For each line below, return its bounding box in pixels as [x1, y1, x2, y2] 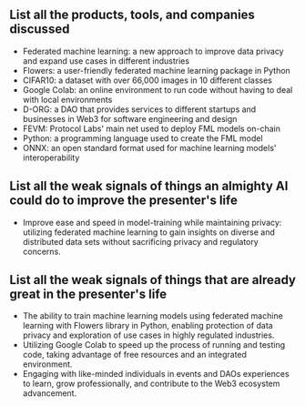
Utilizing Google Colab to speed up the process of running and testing [22, 340, 286, 350]
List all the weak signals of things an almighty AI [9, 178, 289, 194]
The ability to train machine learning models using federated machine [22, 310, 284, 321]
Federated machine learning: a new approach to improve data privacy [22, 46, 284, 56]
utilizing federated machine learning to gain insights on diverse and [22, 227, 276, 238]
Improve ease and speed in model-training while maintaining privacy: [22, 217, 282, 228]
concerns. [22, 246, 61, 257]
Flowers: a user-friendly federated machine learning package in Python [22, 65, 291, 76]
